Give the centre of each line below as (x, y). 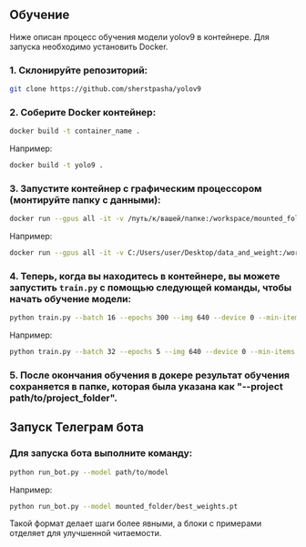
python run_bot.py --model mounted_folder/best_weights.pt (124, 506)
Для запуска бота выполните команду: (101, 453)
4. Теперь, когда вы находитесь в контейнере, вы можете (145, 276)
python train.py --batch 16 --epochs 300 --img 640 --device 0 (132, 318)
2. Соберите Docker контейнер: (83, 112)
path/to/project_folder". (64, 398)
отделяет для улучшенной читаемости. (86, 533)
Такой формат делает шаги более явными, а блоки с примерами (136, 523)
